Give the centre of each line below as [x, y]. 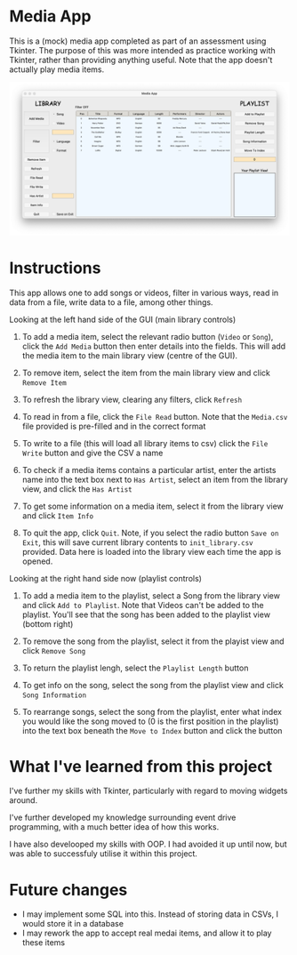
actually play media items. [57, 69]
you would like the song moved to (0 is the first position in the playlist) [150, 721]
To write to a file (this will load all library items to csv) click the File [145, 443]
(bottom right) [48, 623]
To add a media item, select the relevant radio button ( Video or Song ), [148, 336]
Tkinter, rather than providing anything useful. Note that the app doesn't [141, 60]
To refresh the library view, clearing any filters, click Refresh [132, 399]
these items [43, 943]
